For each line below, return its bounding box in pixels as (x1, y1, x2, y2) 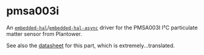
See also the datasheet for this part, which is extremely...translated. (6, 42, 175, 49)
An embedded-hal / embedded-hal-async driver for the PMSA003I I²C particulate (6, 24, 198, 31)
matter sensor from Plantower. (6, 30, 82, 37)
